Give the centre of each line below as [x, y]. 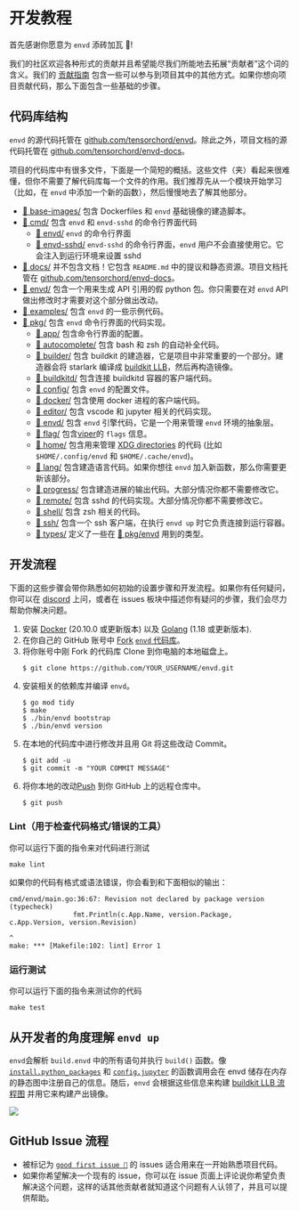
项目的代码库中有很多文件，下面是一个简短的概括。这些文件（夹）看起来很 [145, 169]
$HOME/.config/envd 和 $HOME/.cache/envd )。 [117, 456]
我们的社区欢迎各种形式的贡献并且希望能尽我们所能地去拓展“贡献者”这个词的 [149, 63]
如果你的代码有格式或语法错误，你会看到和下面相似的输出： [118, 882]
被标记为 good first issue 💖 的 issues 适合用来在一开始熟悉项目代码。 [152, 1164]
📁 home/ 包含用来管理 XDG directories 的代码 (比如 [129, 444]
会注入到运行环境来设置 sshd [89, 256]
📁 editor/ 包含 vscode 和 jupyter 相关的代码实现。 [125, 411]
